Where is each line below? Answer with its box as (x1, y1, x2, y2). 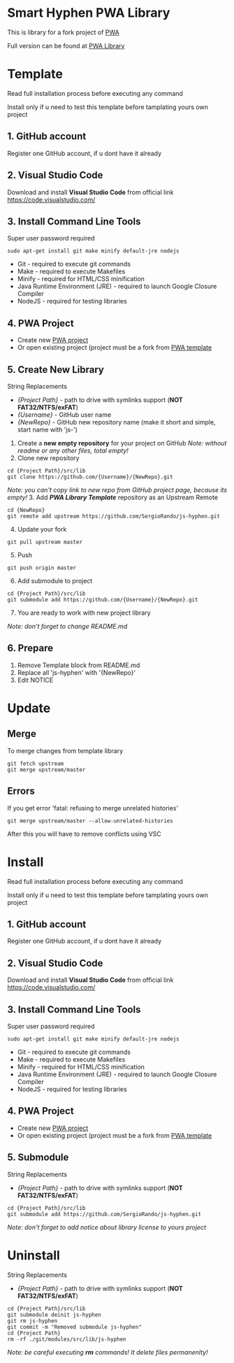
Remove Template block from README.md (17, 661, 140, 669)
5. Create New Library (7, 364, 105, 376)
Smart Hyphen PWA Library (7, 5, 170, 21)
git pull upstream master (7, 538, 82, 545)
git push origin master (7, 564, 77, 571)
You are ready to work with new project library (17, 608, 152, 617)
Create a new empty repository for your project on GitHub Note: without (17, 438, 227, 447)
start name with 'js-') (17, 425, 78, 434)
